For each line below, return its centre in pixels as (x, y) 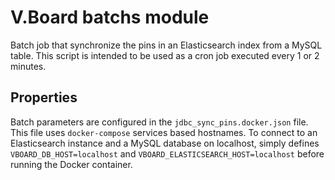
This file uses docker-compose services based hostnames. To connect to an (164, 132)
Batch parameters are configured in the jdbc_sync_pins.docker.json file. (159, 122)
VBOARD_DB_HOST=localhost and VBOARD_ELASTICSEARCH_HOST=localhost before (167, 153)
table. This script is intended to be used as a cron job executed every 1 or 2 (165, 55)
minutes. (28, 66)
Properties (44, 97)
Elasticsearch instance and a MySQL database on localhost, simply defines (165, 143)
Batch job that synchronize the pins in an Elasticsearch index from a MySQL (166, 45)
